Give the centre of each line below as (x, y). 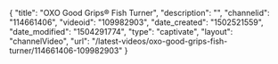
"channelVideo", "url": (50, 41)
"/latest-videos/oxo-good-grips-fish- (160, 41)
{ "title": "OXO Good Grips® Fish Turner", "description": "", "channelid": (139, 13)
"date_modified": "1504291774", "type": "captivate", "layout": (121, 32)
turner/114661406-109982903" (66, 51)
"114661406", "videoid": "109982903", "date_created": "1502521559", (137, 22)
